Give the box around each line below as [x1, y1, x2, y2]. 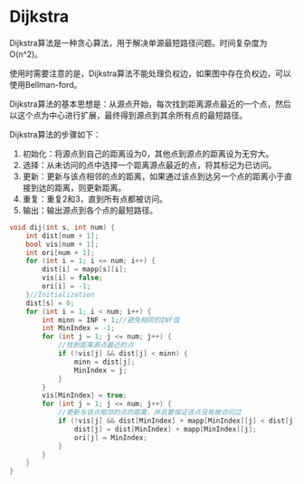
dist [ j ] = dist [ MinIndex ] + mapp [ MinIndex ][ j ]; [73, 424, 257, 433]
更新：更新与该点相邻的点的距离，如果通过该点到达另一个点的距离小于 [22, 170, 285, 182]
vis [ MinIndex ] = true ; [42, 391, 128, 400]
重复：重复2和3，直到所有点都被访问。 [22, 193, 167, 204]
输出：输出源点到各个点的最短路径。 [22, 204, 158, 215]
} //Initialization [25, 289, 95, 299]
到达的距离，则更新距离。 [30, 182, 127, 193]
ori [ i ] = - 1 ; [42, 282, 91, 291]
